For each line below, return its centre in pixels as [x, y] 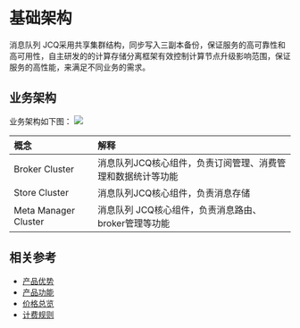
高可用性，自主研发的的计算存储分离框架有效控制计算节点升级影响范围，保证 [150, 55]
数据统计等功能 [147, 176]
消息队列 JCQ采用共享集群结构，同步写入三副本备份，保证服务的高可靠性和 [147, 45]
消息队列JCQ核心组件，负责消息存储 [174, 193]
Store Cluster [42, 192]
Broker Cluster [44, 169]
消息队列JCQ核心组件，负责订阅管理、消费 [187, 163]
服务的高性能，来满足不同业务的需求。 [79, 67]
